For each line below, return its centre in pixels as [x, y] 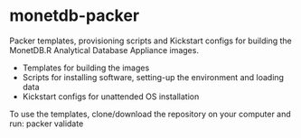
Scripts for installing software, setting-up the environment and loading [153, 77]
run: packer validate [47, 124]
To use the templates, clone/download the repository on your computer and [150, 114]
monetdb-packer [75, 16]
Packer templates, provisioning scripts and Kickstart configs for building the [150, 41]
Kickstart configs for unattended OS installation [111, 97]
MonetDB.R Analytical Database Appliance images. [104, 50]
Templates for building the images [86, 68]
